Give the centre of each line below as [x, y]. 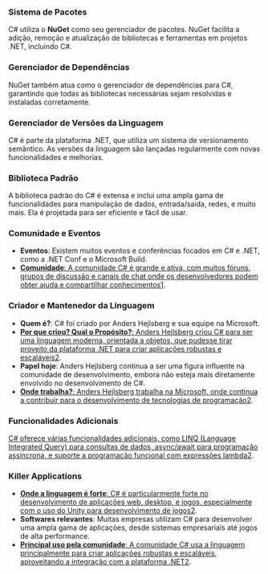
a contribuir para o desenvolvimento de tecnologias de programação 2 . [136, 400]
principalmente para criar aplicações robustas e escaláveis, [118, 553]
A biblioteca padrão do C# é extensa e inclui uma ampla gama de [116, 196]
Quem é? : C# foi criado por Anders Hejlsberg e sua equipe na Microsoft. [140, 323]
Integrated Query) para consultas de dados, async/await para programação [133, 447]
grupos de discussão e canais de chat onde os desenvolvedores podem [139, 276]
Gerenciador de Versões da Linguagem [86, 123]
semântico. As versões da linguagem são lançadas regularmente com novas [134, 149]
